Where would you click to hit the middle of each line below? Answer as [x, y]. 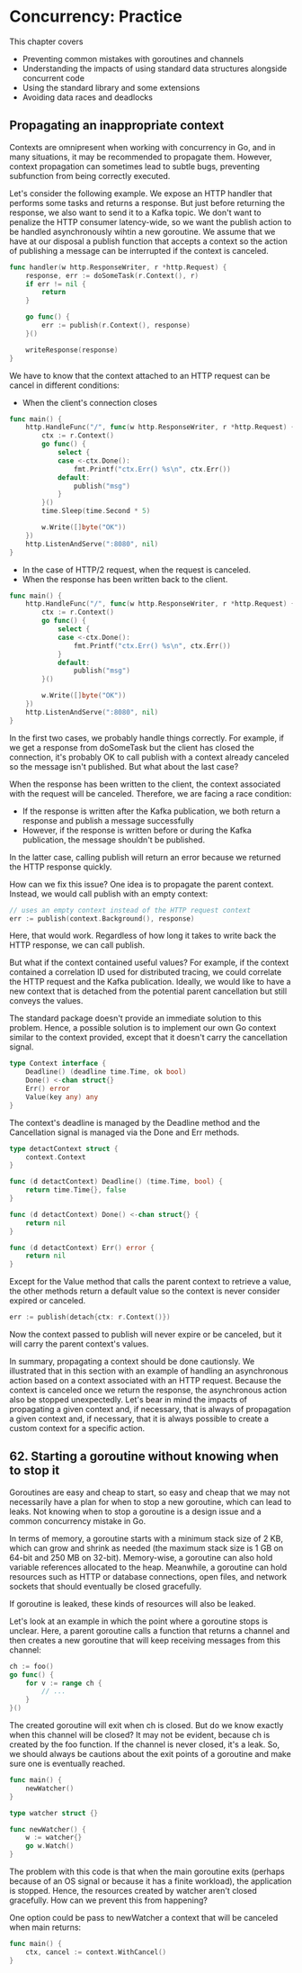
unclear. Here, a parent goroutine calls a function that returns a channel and [150, 1630]
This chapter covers [46, 41]
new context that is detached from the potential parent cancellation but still [148, 991]
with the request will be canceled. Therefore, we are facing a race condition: [151, 793]
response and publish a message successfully [108, 820]
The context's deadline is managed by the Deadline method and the [135, 1122]
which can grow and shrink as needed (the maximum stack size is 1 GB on [147, 1548]
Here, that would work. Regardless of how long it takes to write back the [143, 936]
